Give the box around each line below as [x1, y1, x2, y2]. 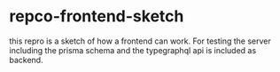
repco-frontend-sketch [9, 6, 184, 27]
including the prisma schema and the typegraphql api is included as [9, 44, 257, 55]
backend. [9, 54, 43, 65]
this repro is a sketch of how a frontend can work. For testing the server [9, 36, 272, 46]
